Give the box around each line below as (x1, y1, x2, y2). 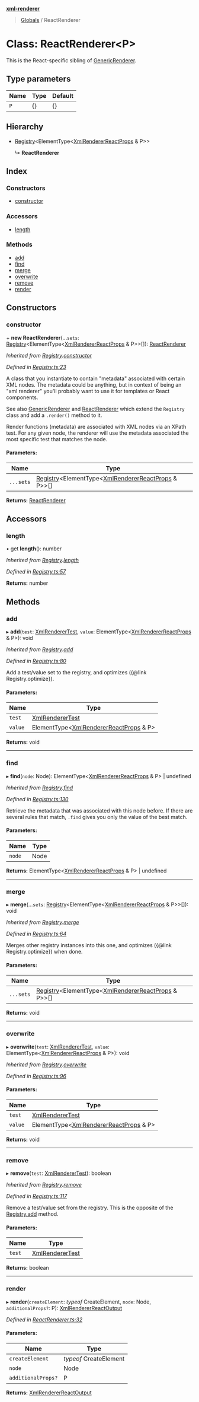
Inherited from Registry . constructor (6, 352, 92, 359)
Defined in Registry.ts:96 (6, 1072, 67, 1079)
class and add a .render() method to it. (6, 412, 102, 419)
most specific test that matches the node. (6, 435, 108, 442)
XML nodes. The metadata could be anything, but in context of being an (6, 381, 182, 388)
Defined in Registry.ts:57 (6, 568, 66, 575)
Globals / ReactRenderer (20, 17, 81, 23)
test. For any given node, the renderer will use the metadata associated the (6, 429, 190, 436)
